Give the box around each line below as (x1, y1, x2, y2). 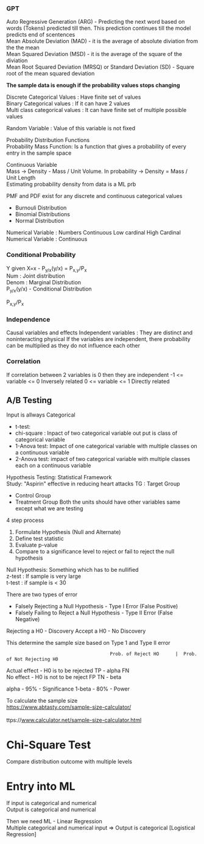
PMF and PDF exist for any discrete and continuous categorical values (6, 192, 183, 200)
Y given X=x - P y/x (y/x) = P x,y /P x (6, 264, 87, 273)
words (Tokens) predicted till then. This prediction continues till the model (6, 24, 191, 32)
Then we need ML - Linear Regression (6, 818, 102, 825)
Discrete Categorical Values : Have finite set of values (6, 93, 141, 101)
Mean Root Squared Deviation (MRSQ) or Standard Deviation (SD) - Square (6, 63, 195, 71)
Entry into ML (6, 779, 76, 793)
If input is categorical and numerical (6, 800, 97, 807)
